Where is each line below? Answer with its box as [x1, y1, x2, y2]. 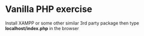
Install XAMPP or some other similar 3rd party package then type [5, 20, 139, 26]
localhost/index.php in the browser [5, 25, 79, 31]
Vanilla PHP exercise [5, 3, 92, 15]
